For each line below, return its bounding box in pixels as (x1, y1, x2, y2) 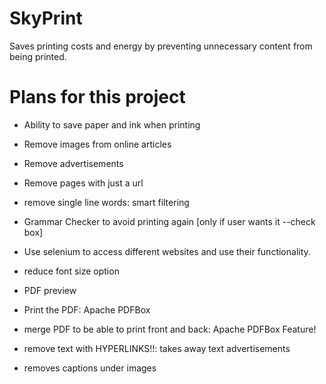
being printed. (9, 50, 67, 62)
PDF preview (23, 284, 77, 296)
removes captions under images (23, 362, 157, 374)
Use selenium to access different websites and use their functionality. (23, 245, 311, 257)
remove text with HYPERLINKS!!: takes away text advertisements (23, 342, 291, 354)
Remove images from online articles (23, 138, 172, 150)
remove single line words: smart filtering (23, 196, 190, 208)
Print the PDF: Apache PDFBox (23, 303, 151, 316)
